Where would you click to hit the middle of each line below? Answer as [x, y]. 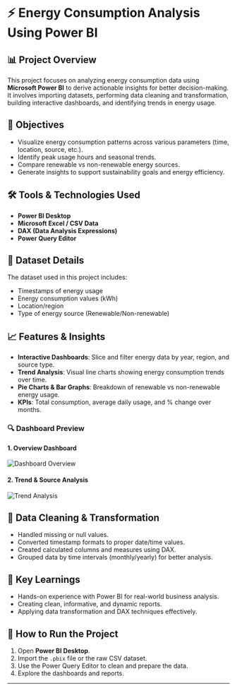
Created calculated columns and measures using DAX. [97, 550]
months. [30, 410]
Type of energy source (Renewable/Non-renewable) [93, 314]
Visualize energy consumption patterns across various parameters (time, [123, 142]
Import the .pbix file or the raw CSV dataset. [82, 658]
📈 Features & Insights [56, 337]
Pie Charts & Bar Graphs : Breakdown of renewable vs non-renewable [119, 387]
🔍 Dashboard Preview [46, 429]
